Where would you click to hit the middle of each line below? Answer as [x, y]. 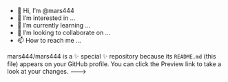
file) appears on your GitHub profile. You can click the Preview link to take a [114, 64]
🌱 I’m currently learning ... [54, 25]
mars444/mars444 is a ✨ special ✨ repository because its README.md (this [112, 56]
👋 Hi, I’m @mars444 [45, 11]
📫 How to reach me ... [49, 40]
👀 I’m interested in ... [46, 18]
